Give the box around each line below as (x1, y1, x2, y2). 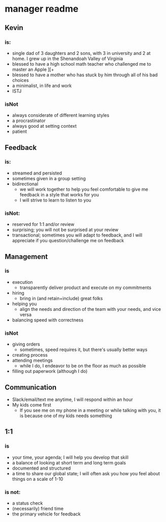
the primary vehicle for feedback (12, 511, 81, 517)
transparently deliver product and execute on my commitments (19, 284, 152, 291)
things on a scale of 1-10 (12, 476, 63, 482)
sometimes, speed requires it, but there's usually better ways (19, 346, 148, 353)
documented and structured (12, 465, 71, 471)
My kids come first (12, 401, 51, 408)
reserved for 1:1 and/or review (12, 221, 75, 227)
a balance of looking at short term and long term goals (12, 459, 126, 466)
